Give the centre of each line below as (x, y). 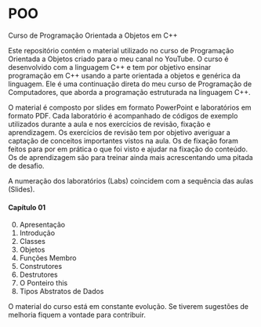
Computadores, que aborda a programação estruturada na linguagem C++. (129, 92)
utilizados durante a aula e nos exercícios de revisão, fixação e (109, 124)
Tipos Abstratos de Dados (62, 292)
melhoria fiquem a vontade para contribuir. (77, 315)
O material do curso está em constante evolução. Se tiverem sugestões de (129, 307)
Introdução (37, 233)
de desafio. (26, 165)
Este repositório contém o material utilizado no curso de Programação (121, 50)
